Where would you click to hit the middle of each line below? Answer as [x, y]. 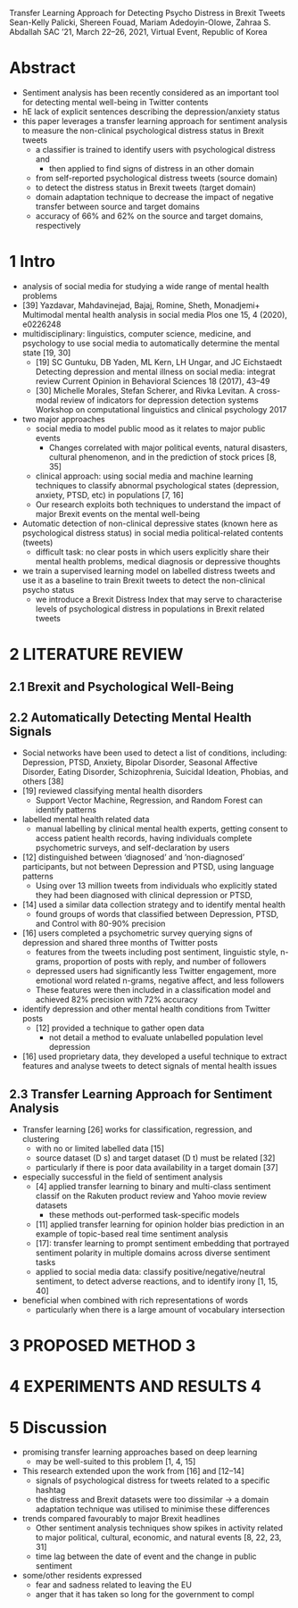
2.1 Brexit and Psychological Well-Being [122, 687]
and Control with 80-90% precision [100, 924]
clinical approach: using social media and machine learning [144, 476]
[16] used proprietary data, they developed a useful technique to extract [154, 1056]
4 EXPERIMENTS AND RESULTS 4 [135, 1387]
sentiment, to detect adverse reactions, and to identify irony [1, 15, [157, 1281]
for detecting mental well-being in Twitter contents [115, 102]
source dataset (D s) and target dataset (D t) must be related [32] [155, 1158]
